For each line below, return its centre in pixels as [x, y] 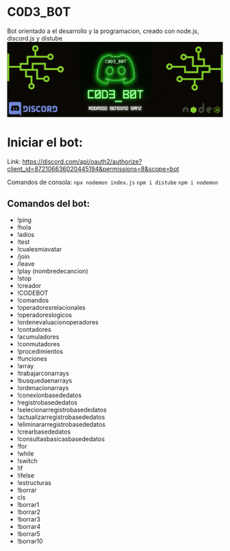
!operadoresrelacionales [51, 308]
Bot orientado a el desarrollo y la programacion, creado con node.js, [103, 31]
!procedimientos [40, 352]
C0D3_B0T [39, 12]
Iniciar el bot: [45, 142]
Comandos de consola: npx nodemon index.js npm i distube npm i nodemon [113, 182]
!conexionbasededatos [49, 395]
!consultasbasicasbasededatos [61, 439]
